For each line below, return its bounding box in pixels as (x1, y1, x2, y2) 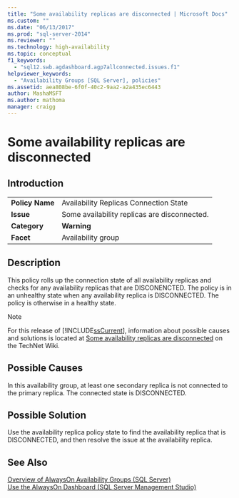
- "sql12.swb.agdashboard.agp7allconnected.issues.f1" (14, 63, 180, 71)
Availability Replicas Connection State (61, 198, 188, 208)
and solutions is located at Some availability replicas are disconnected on (7, 333, 223, 342)
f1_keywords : (7, 57, 46, 64)
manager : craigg (7, 103, 56, 111)
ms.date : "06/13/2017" (7, 24, 75, 31)
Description (7, 257, 61, 269)
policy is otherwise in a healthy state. (7, 298, 116, 307)
